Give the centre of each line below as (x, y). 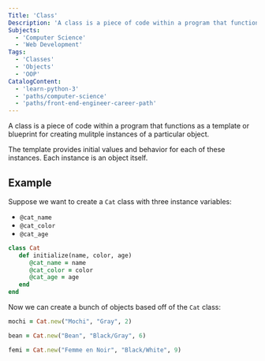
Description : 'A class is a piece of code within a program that (118, 23)
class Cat (24, 248)
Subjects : (24, 30)
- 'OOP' (28, 74)
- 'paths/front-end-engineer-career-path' (86, 103)
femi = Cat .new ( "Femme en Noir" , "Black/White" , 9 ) (95, 350)
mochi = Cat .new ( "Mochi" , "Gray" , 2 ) (70, 322)
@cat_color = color (61, 270)
